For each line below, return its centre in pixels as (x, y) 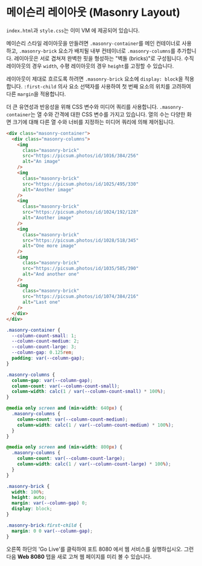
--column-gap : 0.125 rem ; (43, 353)
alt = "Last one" (41, 302)
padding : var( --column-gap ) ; (48, 358)
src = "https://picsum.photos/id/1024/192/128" (80, 212)
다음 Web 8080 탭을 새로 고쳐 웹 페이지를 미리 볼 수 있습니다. (79, 556)
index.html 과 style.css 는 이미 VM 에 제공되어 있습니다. (73, 30)
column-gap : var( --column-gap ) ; (52, 380)
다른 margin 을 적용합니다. (36, 94)
